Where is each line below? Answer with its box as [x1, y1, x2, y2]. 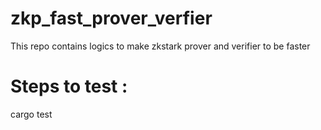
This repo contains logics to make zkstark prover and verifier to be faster [10, 40, 311, 52]
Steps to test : [10, 75, 128, 98]
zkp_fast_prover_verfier [10, 7, 213, 30]
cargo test [10, 108, 53, 120]
